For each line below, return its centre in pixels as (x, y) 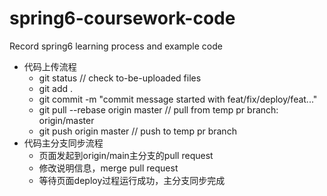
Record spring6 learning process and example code (116, 46)
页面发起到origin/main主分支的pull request (126, 155)
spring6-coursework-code (122, 18)
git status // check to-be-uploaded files (120, 78)
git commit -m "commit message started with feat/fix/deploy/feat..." (178, 99)
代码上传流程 (50, 66)
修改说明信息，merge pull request (108, 168)
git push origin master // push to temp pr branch (137, 131)
